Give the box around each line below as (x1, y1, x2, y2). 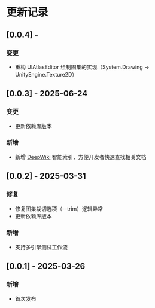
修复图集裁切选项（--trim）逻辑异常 (14, 205, 104, 212)
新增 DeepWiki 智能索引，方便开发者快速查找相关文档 (14, 153, 147, 160)
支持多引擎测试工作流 (14, 243, 68, 251)
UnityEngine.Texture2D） (14, 71, 78, 78)
